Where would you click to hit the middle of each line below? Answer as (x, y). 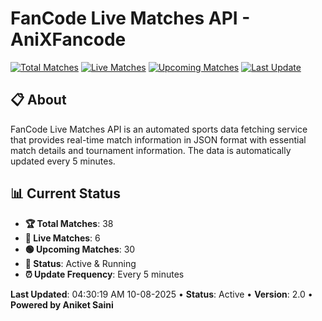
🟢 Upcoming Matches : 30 (80, 249)
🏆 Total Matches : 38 (69, 223)
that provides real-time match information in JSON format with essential (158, 139)
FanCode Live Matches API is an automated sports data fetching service (159, 129)
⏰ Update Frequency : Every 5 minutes (104, 274)
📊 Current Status (65, 193)
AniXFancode (68, 39)
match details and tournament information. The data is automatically (151, 150)
